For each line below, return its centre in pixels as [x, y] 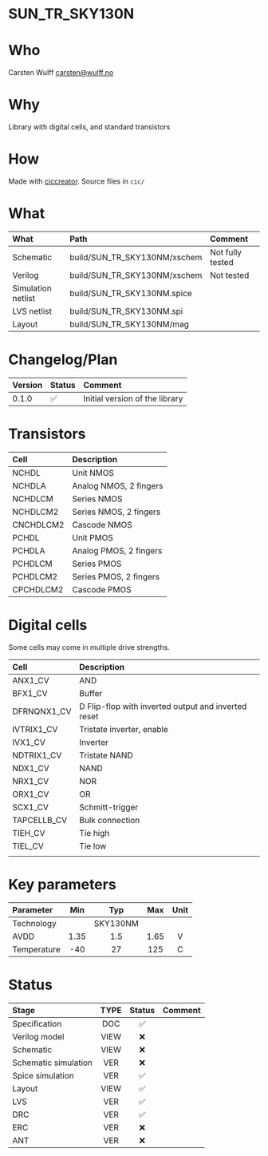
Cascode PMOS [101, 589]
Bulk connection [110, 820]
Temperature [37, 949]
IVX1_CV [29, 742]
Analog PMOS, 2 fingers [117, 550]
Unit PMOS [92, 537]
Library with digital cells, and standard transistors [89, 127]
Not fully [226, 252]
